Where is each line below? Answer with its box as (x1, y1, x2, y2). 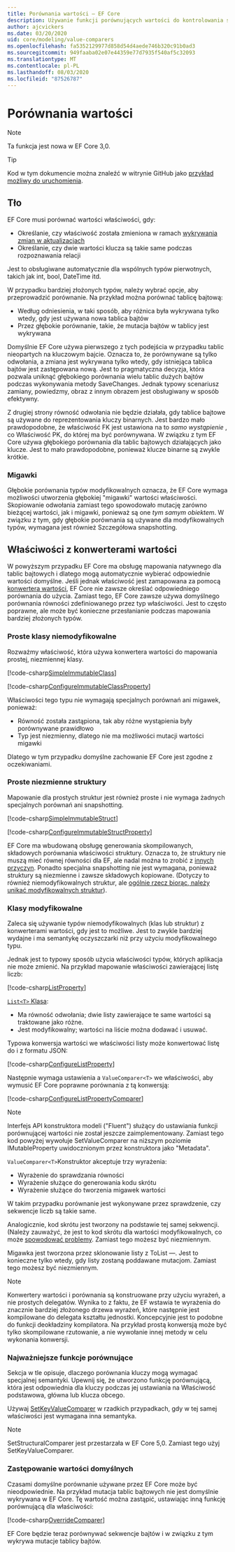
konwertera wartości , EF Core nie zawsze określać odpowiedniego (7, 585, 200, 593)
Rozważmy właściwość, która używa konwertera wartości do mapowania (7, 648, 218, 656)
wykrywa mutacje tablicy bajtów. (7, 1537, 101, 1545)
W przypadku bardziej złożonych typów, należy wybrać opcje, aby (7, 286, 199, 294)
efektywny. (7, 394, 40, 403)
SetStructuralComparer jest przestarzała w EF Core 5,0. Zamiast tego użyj (7, 1439, 220, 1448)
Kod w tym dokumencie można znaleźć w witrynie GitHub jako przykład (7, 169, 214, 178)
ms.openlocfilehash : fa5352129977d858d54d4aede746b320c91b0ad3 (7, 43, 196, 50)
